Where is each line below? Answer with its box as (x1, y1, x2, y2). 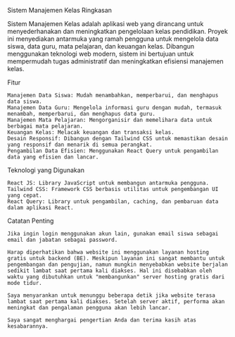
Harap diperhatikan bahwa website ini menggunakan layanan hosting (7, 249, 210, 256)
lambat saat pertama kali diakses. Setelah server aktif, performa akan (7, 298, 225, 305)
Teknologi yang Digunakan (7, 166, 84, 174)
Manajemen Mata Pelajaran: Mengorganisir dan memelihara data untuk (7, 116, 212, 123)
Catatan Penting (7, 216, 54, 225)
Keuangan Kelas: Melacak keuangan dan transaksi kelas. (7, 129, 174, 136)
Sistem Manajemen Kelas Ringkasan (7, 6, 113, 14)
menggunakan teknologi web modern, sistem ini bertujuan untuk (7, 49, 194, 58)
